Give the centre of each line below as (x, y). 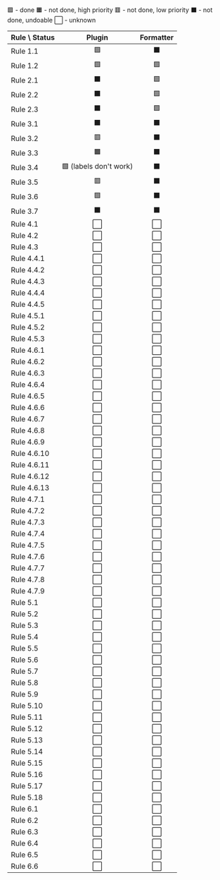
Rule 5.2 (25, 614)
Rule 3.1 (25, 123)
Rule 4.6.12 (30, 476)
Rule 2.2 (25, 95)
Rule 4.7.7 (28, 568)
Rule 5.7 (25, 671)
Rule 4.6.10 (30, 453)
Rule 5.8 (25, 683)
